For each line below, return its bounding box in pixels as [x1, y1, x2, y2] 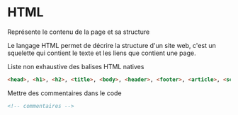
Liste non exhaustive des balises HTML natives [7, 62, 144, 71]
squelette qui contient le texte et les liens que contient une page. [7, 49, 196, 57]
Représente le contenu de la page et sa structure [7, 28, 150, 36]
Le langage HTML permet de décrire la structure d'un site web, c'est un [7, 41, 216, 49]
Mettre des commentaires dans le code [7, 89, 122, 97]
